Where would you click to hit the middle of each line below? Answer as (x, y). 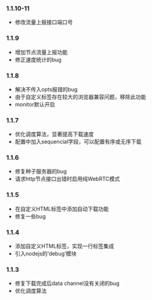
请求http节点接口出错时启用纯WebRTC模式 (67, 179)
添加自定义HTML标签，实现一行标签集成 (64, 246)
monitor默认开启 (35, 104)
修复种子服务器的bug (41, 171)
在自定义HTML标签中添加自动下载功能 (62, 209)
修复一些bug (30, 216)
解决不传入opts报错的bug (46, 89)
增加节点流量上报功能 (41, 52)
